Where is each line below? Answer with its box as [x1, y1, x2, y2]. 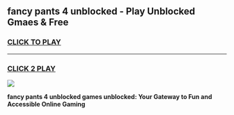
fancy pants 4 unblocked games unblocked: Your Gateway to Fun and [7, 92, 212, 100]
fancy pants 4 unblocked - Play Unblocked [7, 6, 196, 17]
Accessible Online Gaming [7, 100, 86, 108]
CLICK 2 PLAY [7, 63, 56, 73]
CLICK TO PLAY [7, 38, 61, 47]
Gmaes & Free [7, 17, 69, 29]
